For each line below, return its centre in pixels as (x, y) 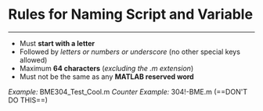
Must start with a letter (57, 43)
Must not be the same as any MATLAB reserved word (106, 77)
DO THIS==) (28, 100)
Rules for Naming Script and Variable (130, 14)
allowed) (33, 59)
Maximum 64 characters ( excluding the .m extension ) (106, 68)
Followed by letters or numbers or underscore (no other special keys (130, 52)
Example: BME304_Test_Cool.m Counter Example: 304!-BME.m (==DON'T (128, 91)
